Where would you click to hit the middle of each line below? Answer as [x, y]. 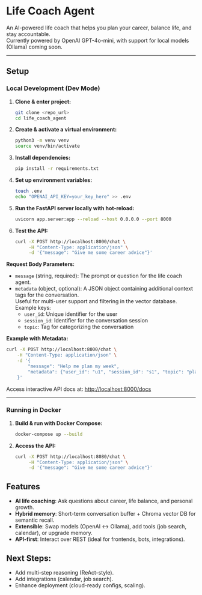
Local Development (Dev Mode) [53, 88]
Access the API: [35, 445]
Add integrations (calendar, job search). [64, 579]
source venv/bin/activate [47, 146]
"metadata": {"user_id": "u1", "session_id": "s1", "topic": [106, 372]
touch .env [29, 191]
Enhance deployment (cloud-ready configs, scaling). [80, 585]
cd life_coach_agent [41, 118]
